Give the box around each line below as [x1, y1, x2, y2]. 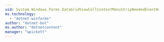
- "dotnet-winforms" [9, 16, 51, 21]
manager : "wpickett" [5, 29, 47, 34]
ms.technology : [5, 12, 36, 16]
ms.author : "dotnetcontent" [5, 25, 62, 30]
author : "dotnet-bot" [5, 20, 49, 26]
